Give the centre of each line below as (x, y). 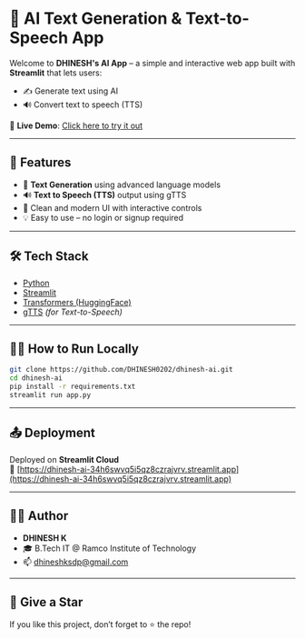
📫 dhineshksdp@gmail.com (75, 562)
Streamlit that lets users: (56, 73)
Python (36, 283)
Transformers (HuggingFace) (77, 302)
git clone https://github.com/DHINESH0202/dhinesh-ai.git (121, 370)
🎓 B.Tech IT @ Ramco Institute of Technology (109, 548)
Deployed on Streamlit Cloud (64, 459)
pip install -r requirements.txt (73, 387)
